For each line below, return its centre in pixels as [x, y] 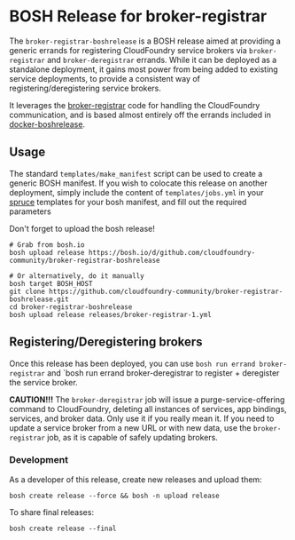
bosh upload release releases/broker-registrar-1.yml [111, 314]
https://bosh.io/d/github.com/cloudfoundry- [171, 252]
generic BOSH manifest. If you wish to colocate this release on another [139, 183]
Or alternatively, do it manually [81, 276]
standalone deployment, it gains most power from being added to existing [144, 69]
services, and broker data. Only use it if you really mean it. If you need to [142, 418]
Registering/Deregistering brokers [106, 342]
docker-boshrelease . [47, 124]
